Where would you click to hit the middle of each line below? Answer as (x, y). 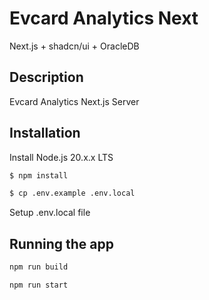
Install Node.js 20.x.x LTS (61, 157)
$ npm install (39, 175)
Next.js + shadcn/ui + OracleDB (74, 46)
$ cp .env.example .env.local (72, 193)
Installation (45, 133)
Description (46, 77)
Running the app (61, 243)
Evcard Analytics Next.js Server (74, 101)
